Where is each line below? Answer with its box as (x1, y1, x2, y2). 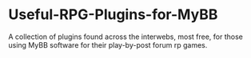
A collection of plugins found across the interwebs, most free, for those (8, 32, 244, 41)
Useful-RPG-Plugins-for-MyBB (8, 6, 218, 24)
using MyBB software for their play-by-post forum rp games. (8, 40, 208, 49)
